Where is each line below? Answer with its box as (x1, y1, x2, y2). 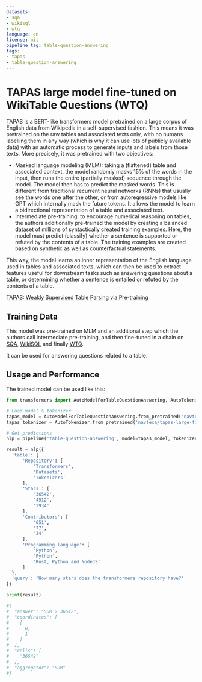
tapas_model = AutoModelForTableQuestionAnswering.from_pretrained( (6, 414, 182, 420)
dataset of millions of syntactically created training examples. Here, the (14, 226, 192, 233)
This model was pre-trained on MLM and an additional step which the (6, 327, 179, 335)
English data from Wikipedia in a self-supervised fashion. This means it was (6, 124, 194, 131)
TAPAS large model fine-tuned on (6, 85, 177, 99)
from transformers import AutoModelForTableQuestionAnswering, (6, 397, 168, 403)
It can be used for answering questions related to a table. (6, 352, 148, 359)
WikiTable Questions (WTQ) (6, 98, 148, 112)
